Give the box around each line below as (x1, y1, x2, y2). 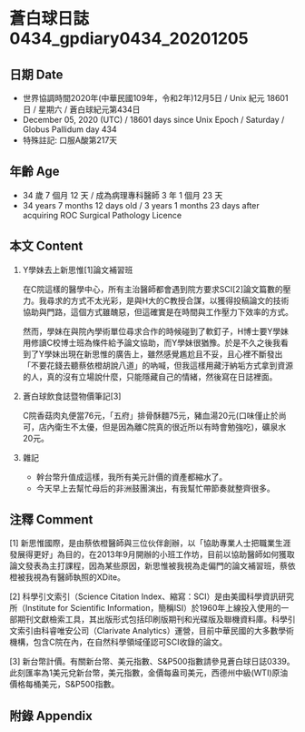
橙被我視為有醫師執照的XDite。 (9, 572, 125, 583)
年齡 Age (9, 164, 60, 179)
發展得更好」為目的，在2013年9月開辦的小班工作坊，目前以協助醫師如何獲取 (9, 549, 295, 560)
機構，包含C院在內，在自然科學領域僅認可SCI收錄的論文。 (9, 636, 228, 647)
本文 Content (9, 239, 84, 254)
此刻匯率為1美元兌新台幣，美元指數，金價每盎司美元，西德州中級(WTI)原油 (9, 667, 289, 678)
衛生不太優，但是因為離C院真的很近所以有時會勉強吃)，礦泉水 (54, 421, 287, 432)
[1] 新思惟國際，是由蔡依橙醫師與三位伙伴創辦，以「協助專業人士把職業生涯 (9, 538, 291, 549)
